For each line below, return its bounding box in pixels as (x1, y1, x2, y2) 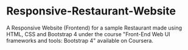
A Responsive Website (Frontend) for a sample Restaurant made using (6, 24, 183, 31)
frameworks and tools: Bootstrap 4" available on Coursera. (6, 37, 154, 44)
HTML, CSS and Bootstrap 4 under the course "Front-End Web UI (6, 30, 170, 37)
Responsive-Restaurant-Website (6, 4, 176, 18)
